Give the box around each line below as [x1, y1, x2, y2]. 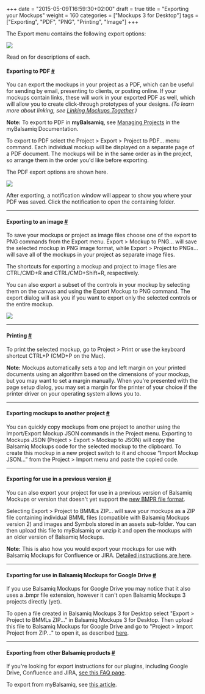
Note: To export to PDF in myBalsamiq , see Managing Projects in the [6, 119, 180, 126]
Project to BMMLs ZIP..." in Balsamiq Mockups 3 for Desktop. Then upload [6, 616, 193, 624]
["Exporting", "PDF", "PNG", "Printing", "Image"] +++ [6, 18, 139, 25]
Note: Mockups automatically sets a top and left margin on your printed [6, 364, 186, 371]
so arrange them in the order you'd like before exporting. [6, 157, 149, 164]
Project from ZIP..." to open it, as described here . [6, 629, 129, 637]
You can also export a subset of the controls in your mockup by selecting [6, 281, 190, 289]
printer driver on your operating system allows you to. [6, 389, 142, 397]
